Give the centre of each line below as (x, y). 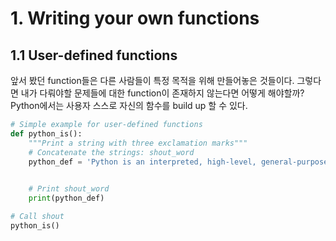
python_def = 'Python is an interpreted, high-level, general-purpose (178, 162)
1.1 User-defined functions (94, 55)
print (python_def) (66, 198)
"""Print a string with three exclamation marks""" (138, 143)
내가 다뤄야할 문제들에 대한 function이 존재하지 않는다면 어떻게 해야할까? (162, 93)
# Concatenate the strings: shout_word (111, 152)
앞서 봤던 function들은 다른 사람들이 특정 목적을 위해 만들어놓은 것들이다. (152, 80)
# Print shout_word (69, 189)
